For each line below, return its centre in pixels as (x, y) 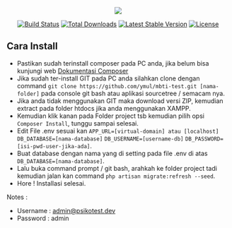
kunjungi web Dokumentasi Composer (72, 71)
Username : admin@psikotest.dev (66, 210)
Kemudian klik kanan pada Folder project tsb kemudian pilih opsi (110, 116)
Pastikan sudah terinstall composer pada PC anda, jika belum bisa (113, 63)
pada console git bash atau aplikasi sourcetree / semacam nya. (133, 93)
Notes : (17, 197)
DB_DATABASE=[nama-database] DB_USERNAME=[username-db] (100, 139)
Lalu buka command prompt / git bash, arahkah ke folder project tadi (117, 168)
